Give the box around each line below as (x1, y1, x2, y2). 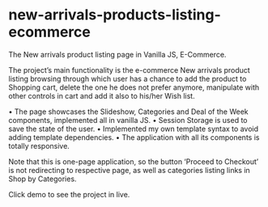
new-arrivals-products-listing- (8, 6, 221, 24)
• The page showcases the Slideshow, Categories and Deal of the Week (8, 107, 249, 116)
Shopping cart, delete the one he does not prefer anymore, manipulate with (8, 82, 260, 92)
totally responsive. (8, 141, 70, 150)
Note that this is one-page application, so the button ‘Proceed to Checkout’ (8, 156, 259, 167)
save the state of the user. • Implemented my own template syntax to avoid (8, 124, 259, 133)
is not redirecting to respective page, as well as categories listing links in (8, 165, 251, 175)
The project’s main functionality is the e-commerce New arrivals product (8, 65, 251, 74)
